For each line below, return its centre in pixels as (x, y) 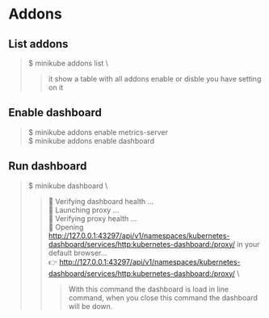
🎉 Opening (66, 227)
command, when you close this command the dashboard (163, 297)
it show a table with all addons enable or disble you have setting (155, 79)
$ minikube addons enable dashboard (91, 140)
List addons (38, 44)
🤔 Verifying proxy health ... (92, 218)
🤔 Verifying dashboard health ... (101, 201)
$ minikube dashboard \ (68, 186)
